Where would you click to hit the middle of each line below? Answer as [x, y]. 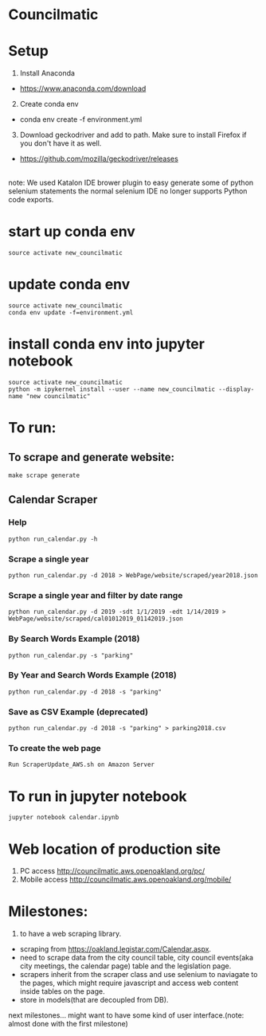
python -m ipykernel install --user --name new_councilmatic [112, 389]
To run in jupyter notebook [98, 796]
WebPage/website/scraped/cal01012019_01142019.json [96, 619]
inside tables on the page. [62, 991]
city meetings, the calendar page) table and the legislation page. [125, 966]
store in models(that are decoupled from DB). [94, 1000]
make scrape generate [44, 475]
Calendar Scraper [53, 500]
